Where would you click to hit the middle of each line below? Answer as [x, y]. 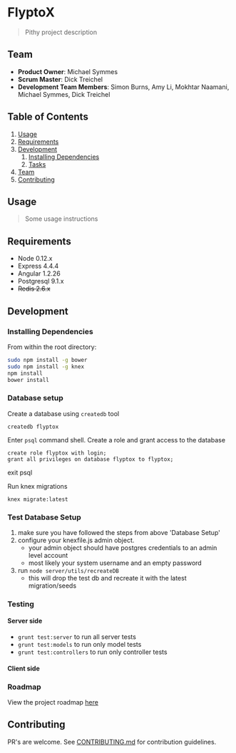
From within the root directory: [52, 347]
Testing [21, 604]
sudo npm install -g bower [47, 360]
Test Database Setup [44, 517]
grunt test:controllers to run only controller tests [92, 652]
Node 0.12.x [35, 259]
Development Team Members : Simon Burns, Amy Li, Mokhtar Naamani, [123, 87]
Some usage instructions [61, 219]
